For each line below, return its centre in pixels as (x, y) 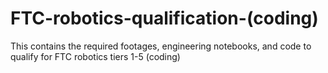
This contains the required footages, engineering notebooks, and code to (161, 46)
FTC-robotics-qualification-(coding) (164, 18)
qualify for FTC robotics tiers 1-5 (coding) (95, 56)
